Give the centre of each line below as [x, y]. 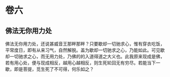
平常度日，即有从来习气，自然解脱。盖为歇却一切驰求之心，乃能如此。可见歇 [85, 50]
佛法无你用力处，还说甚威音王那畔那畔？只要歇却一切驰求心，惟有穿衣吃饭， [85, 44]
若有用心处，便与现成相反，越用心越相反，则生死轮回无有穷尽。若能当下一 [83, 63]
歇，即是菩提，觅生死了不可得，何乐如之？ [50, 69]
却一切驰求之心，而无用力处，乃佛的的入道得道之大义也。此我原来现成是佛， [85, 56]
